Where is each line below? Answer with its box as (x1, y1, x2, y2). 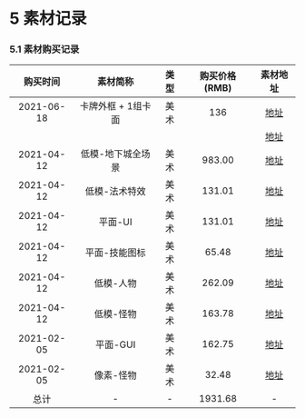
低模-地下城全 (80, 147, 142, 160)
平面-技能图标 (84, 246, 146, 259)
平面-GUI (94, 338, 136, 351)
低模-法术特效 (84, 185, 146, 198)
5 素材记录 (9, 8, 88, 29)
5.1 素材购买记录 (9, 43, 80, 55)
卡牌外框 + (80, 100, 125, 113)
